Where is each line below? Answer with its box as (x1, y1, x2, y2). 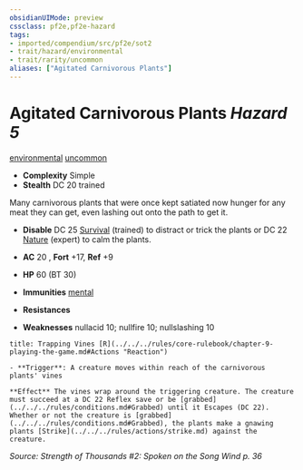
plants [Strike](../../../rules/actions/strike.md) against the (9, 426, 258, 436)
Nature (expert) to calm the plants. (22, 233, 151, 245)
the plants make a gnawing (171, 418, 274, 427)
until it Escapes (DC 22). (167, 403, 270, 412)
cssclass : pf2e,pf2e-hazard (9, 22, 116, 31)
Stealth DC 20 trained (22, 179, 106, 191)
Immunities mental (22, 287, 94, 298)
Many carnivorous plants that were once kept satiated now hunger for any (9, 197, 286, 208)
